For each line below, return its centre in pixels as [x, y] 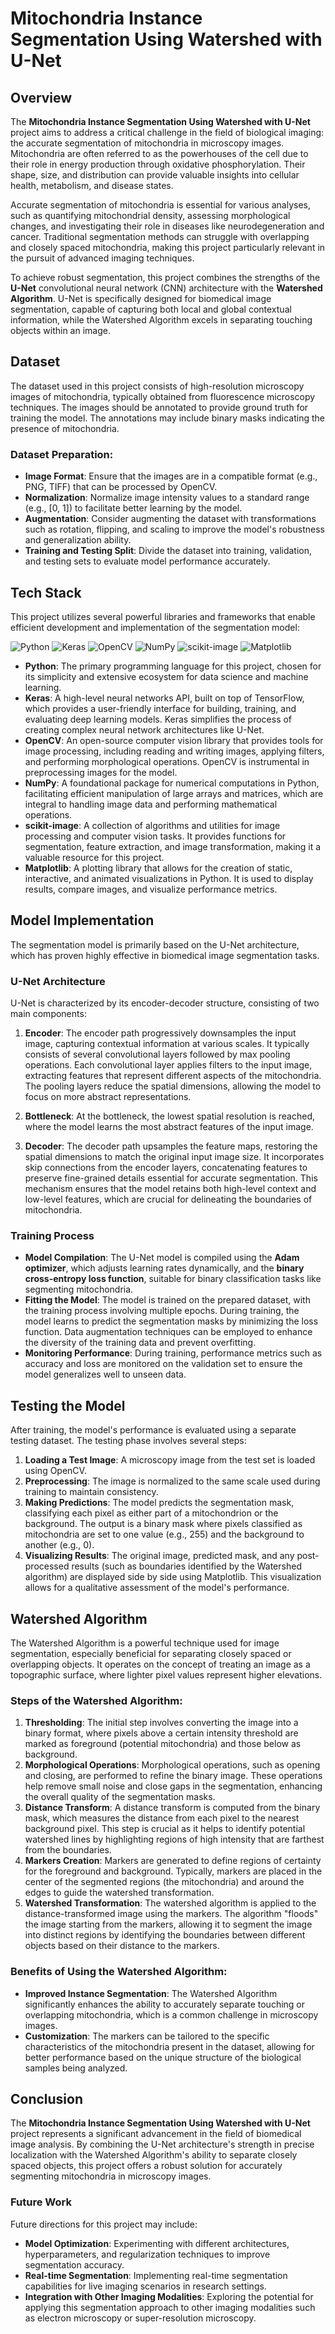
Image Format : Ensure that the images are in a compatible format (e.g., [171, 476]
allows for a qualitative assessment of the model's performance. [157, 1588]
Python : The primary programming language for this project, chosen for [173, 666]
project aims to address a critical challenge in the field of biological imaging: [167, 132]
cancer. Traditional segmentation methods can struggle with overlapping [160, 236]
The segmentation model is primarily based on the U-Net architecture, [155, 944]
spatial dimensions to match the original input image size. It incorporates [174, 1157]
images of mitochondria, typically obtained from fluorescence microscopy [163, 396]
